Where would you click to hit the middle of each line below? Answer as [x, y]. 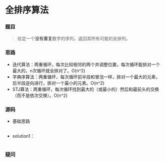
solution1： [24, 136]
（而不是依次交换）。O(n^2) [40, 95]
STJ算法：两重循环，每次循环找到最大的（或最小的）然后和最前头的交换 [86, 89]
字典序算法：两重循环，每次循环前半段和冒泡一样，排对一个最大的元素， [86, 77]
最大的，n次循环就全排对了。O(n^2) [49, 70]
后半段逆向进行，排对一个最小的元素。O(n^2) [58, 83]
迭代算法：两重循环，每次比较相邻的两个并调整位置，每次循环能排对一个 [86, 64]
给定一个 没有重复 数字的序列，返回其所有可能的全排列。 [74, 39]
